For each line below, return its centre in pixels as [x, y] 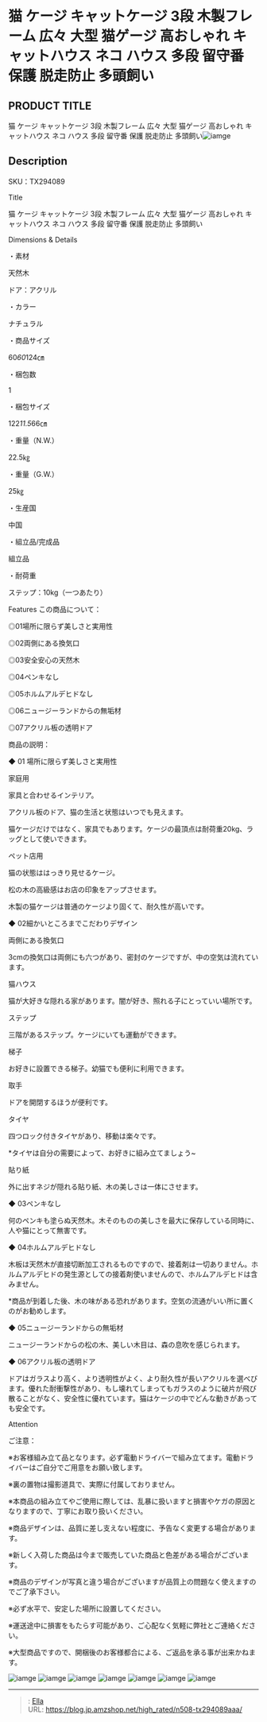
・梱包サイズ [29, 406]
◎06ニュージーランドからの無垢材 [65, 710]
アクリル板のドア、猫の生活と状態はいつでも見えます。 [98, 812]
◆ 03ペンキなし [35, 1203]
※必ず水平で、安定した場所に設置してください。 [87, 1608]
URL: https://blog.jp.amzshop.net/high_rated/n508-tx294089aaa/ [135, 1709]
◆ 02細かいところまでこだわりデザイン [73, 923]
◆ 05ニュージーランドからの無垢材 [66, 1328]
